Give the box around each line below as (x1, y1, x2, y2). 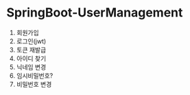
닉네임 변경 (16, 63, 47, 71)
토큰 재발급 (16, 45, 47, 54)
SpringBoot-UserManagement (6, 5, 183, 21)
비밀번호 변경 (16, 80, 52, 88)
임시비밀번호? (16, 71, 54, 80)
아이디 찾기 (16, 54, 47, 63)
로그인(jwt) (16, 36, 47, 45)
